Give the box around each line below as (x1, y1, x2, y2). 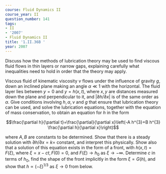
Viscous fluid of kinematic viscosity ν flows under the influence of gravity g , (5, 78, 161, 84)
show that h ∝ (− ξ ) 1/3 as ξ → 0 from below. (5, 163, 93, 169)
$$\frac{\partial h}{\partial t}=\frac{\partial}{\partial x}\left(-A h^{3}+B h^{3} (5, 119, 161, 125)
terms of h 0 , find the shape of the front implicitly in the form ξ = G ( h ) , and (5, 156, 156, 164)
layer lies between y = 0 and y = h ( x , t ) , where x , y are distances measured (5, 88, 158, 94)
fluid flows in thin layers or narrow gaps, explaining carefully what (5, 63, 140, 69)
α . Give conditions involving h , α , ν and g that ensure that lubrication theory (5, 99, 159, 105)
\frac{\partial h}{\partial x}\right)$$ (47, 124, 119, 130)
